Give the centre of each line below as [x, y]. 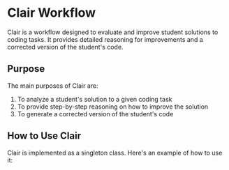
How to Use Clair [44, 136]
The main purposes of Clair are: [53, 86]
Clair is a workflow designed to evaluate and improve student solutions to [113, 32]
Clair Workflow [52, 13]
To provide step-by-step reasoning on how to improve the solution [113, 107]
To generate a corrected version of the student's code [95, 114]
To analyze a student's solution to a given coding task [95, 99]
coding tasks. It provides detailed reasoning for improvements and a [105, 39]
